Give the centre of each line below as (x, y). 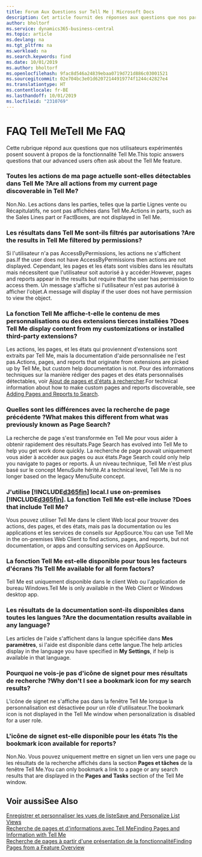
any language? (28, 625)
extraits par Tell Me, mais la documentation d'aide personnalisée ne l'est (96, 356)
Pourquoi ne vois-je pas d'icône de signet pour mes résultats (97, 673)
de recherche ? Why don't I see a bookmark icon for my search (99, 681)
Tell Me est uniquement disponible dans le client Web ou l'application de (96, 582)
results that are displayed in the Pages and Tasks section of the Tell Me (95, 776)
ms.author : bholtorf (32, 68)
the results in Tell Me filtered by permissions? (74, 240)
